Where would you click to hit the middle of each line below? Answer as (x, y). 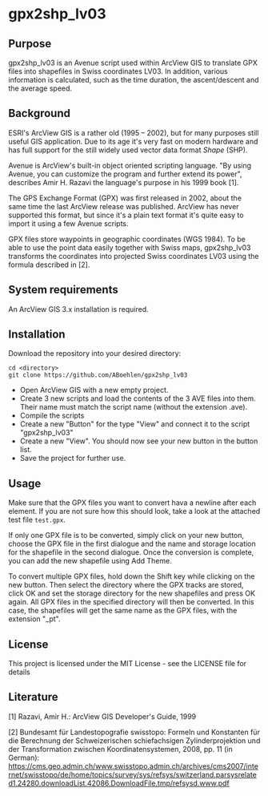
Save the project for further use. (73, 459)
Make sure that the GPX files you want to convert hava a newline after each (132, 503)
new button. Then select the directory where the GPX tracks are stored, (126, 585)
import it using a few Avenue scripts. (69, 223)
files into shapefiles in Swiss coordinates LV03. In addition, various (118, 71)
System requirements (63, 290)
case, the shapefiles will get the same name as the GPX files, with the (123, 611)
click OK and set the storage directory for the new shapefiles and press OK (132, 593)
